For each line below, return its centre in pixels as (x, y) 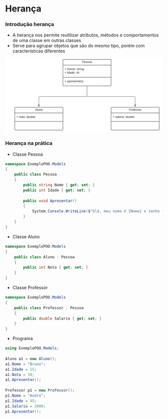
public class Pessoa (35, 175)
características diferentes (39, 51)
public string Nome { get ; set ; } (59, 185)
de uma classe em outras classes (47, 40)
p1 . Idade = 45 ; (21, 401)
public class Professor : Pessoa (49, 308)
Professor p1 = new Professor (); (40, 391)
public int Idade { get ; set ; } (57, 190)
